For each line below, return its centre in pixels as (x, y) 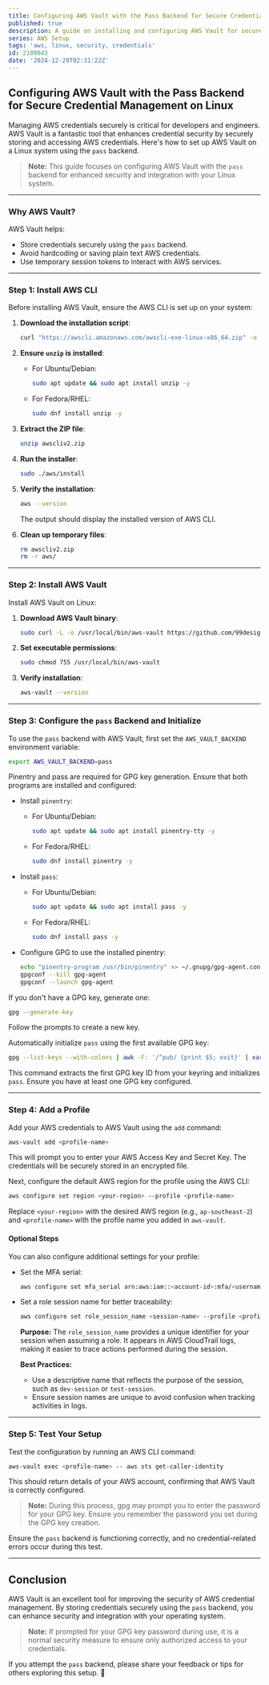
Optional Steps (34, 1238)
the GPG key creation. (64, 1523)
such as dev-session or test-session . (93, 1389)
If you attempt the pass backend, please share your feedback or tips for (126, 1664)
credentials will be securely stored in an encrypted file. (99, 1166)
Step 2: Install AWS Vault (58, 585)
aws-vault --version (54, 693)
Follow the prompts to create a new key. (74, 1027)
